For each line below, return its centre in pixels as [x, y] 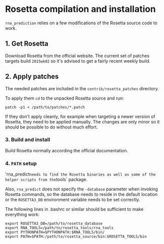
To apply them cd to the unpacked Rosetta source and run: [65, 98]
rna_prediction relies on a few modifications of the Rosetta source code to [81, 23]
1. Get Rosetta [27, 44]
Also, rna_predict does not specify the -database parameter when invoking [82, 189]
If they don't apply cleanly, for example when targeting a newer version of [80, 116]
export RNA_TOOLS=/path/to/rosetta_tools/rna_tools [59, 228]
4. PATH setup [21, 163]
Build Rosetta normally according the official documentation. [67, 150]
